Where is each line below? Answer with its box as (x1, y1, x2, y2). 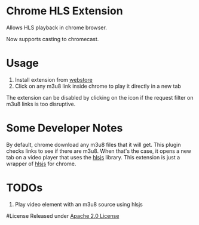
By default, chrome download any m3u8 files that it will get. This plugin (6, 141, 181, 148)
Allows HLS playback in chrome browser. (6, 24, 108, 31)
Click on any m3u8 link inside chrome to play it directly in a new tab (14, 82, 181, 90)
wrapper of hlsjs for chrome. (6, 160, 76, 167)
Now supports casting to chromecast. (6, 35, 99, 42)
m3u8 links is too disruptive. (6, 100, 76, 107)
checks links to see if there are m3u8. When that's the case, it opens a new (6, 147, 191, 155)
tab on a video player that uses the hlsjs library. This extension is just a (6, 153, 180, 161)
